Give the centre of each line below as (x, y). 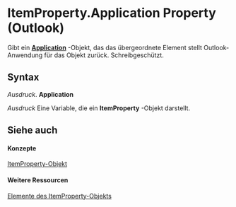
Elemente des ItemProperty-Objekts (59, 196)
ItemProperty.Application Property (112, 13)
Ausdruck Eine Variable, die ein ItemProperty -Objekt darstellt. (99, 108)
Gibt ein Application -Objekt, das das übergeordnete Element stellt (105, 47)
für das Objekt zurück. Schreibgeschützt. (104, 55)
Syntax (23, 77)
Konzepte (22, 148)
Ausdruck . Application (41, 94)
